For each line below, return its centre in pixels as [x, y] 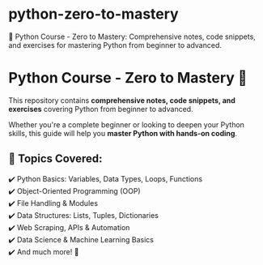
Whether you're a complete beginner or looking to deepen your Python [127, 124]
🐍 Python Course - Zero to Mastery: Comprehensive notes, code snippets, [132, 36]
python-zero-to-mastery [94, 14]
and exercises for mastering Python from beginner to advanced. [115, 45]
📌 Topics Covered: [55, 159]
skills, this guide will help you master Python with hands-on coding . [123, 133]
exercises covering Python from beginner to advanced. [101, 109]
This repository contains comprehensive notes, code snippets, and [122, 100]
